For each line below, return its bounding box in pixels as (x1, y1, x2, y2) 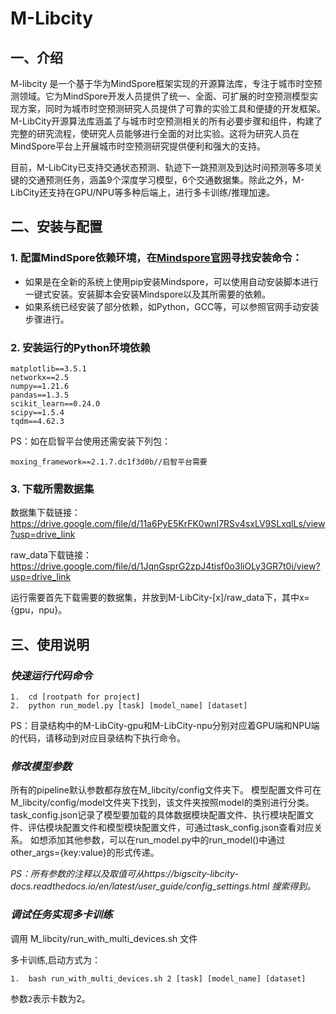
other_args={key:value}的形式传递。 (10, 847, 160, 859)
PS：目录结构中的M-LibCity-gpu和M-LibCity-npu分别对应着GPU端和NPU (10, 719, 312, 731)
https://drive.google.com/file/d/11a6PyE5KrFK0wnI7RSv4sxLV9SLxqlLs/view (10, 518, 326, 530)
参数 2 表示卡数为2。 (10, 992, 91, 1004)
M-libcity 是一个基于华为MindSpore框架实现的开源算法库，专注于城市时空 (10, 78, 314, 89)
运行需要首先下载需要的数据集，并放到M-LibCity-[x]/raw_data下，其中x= (10, 592, 310, 604)
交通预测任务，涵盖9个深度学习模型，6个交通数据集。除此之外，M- (27, 174, 305, 186)
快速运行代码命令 (10, 668, 93, 682)
